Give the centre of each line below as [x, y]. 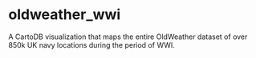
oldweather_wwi [65, 15]
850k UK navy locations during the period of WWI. [91, 44]
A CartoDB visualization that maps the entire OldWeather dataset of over [128, 37]
